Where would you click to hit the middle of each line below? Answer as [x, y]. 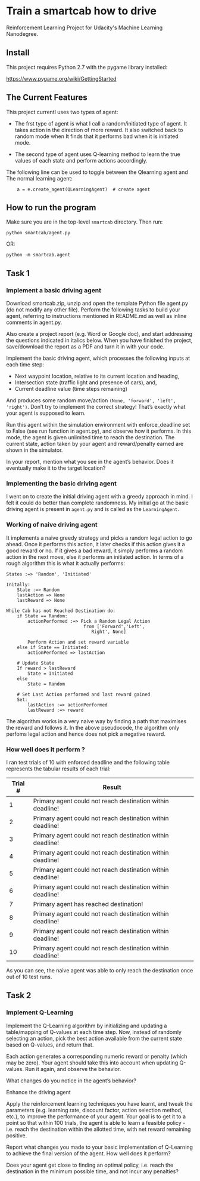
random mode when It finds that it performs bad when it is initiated [96, 136]
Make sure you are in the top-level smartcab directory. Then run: [85, 222]
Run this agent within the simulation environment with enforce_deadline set [98, 425]
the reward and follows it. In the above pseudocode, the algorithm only [93, 727]
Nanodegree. [22, 33]
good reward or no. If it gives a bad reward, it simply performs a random [95, 550]
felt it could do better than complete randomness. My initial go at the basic [97, 503]
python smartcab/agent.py [38, 233]
